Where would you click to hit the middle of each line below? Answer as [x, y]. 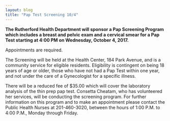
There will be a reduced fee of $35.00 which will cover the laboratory [78, 86]
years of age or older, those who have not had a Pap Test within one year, [82, 70]
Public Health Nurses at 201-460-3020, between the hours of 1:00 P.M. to [83, 107]
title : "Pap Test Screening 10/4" [42, 15]
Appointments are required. [34, 50]
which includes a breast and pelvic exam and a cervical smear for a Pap [82, 35]
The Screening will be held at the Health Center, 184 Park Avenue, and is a [83, 59]
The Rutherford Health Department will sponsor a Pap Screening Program [85, 29]
